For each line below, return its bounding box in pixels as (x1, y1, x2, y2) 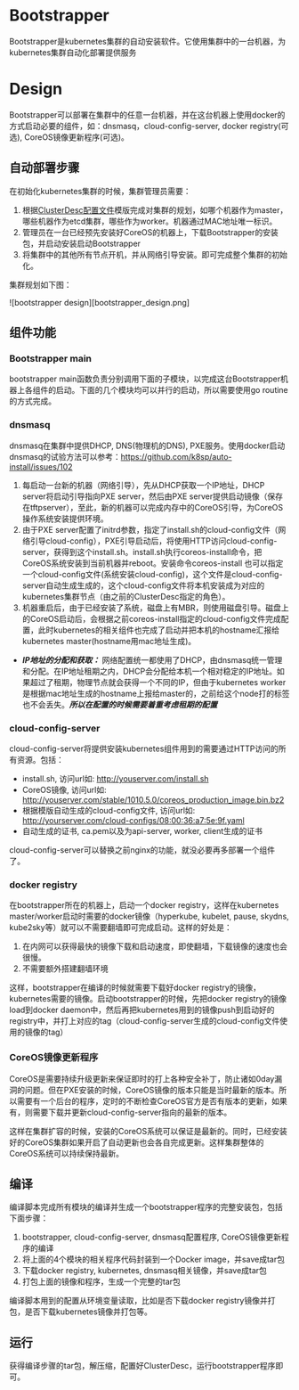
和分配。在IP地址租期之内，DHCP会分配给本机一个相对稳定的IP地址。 (21, 666, 278, 676)
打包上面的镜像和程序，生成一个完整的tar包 (21, 1276, 181, 1288)
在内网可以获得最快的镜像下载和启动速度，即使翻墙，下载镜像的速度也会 (21, 941, 287, 952)
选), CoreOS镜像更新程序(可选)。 (9, 131, 129, 143)
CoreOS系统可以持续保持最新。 (9, 1148, 125, 1158)
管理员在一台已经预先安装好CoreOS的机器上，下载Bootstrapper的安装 (21, 226, 279, 237)
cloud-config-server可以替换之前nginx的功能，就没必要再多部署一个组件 (9, 844, 276, 855)
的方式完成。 (9, 396, 56, 406)
